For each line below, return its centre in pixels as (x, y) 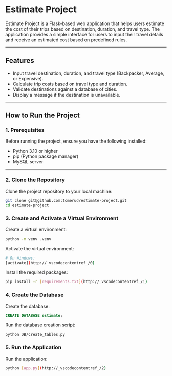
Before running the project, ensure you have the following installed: (76, 141)
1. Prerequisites (25, 130)
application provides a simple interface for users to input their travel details (84, 34)
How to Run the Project (43, 116)
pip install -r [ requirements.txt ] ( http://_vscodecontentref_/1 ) (76, 282)
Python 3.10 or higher (35, 151)
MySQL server (28, 162)
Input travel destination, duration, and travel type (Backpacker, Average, (89, 73)
